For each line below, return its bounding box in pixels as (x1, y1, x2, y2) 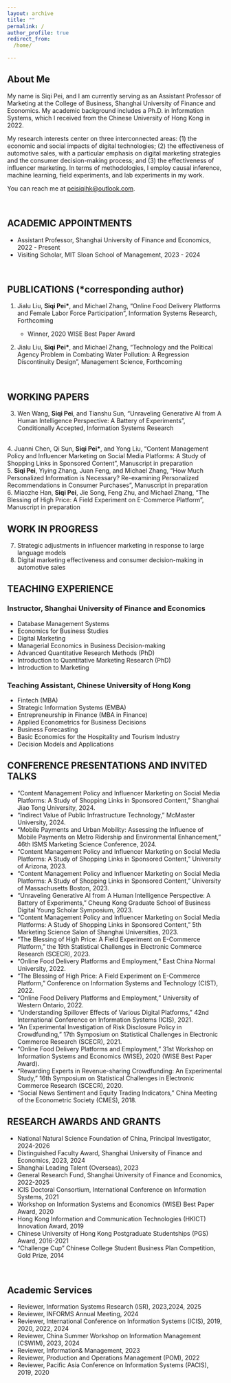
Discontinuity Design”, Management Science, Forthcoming (16, 358, 183, 366)
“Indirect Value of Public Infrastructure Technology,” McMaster (16, 811, 195, 819)
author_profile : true (7, 29, 69, 36)
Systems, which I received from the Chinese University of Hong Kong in (7, 114, 210, 122)
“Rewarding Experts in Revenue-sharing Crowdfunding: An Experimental (16, 1066, 222, 1075)
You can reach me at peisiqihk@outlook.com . (7, 184, 135, 193)
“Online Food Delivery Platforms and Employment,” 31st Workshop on (16, 1044, 214, 1053)
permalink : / (7, 23, 45, 30)
